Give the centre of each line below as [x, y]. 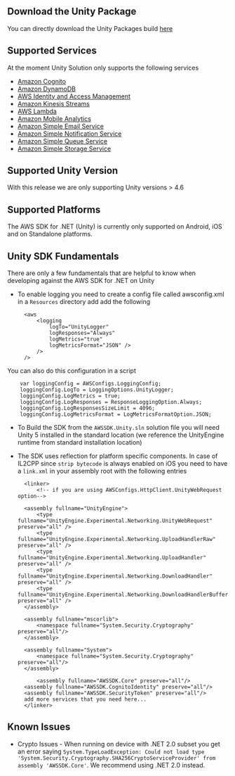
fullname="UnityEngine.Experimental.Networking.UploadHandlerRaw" [116, 540]
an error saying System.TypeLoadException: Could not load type [111, 751]
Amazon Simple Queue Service [62, 141]
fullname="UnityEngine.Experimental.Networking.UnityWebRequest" [115, 521]
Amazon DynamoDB [46, 89]
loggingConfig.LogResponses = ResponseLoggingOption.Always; [111, 402]
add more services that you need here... [86, 699]
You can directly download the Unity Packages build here [90, 28]
